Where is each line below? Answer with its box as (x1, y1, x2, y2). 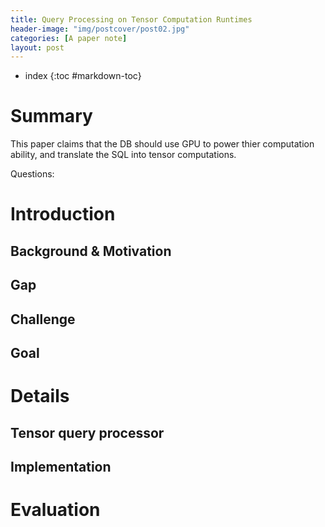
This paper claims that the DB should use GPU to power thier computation (10, 138, 315, 150)
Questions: (10, 168, 55, 180)
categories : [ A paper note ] (10, 33, 128, 43)
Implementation (10, 458, 112, 475)
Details (10, 385, 70, 408)
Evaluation (10, 499, 101, 521)
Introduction (10, 203, 116, 226)
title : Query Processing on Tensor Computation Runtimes (10, 14, 253, 25)
